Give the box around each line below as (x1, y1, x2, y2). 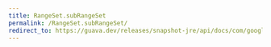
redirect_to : (8, 26, 52, 34)
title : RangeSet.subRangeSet (8, 11, 106, 20)
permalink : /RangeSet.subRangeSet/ (8, 19, 128, 27)
